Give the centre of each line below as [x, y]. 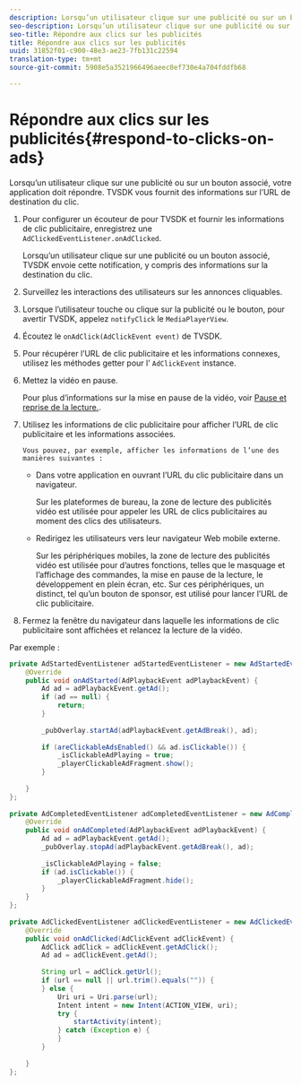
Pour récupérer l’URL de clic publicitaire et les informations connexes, [151, 353]
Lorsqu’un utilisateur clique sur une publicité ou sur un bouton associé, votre [150, 182]
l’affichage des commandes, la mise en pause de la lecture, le [149, 574]
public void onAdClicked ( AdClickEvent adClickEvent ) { [130, 939]
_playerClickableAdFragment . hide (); [125, 880]
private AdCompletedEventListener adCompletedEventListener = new [136, 814]
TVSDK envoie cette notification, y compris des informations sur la [145, 264]
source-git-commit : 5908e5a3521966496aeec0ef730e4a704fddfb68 [128, 68]
